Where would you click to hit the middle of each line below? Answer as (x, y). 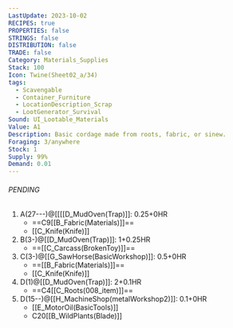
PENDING (24, 189)
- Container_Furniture (53, 97)
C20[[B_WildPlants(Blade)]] (77, 316)
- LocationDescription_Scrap (64, 105)
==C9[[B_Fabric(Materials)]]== (83, 223)
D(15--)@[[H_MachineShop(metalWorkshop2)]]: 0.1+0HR (113, 299)
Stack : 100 (26, 68)
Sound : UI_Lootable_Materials (59, 120)
